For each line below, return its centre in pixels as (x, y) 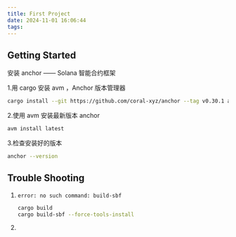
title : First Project (39, 14)
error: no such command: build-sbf (70, 196)
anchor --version (33, 156)
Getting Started (42, 55)
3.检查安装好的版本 (35, 143)
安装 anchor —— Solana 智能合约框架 (61, 73)
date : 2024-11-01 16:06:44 (47, 20)
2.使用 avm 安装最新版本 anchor (54, 116)
